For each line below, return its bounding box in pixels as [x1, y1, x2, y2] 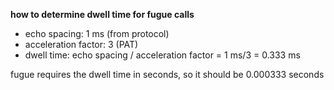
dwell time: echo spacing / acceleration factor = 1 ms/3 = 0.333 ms [24, 49, 301, 61]
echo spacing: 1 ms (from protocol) [24, 28, 170, 39]
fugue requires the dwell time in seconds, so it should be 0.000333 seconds [10, 69, 325, 80]
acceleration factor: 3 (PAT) [24, 39, 139, 50]
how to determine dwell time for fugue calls [10, 9, 195, 20]
